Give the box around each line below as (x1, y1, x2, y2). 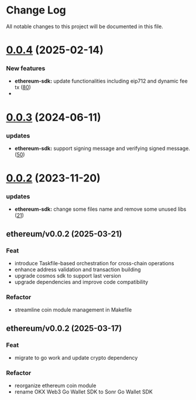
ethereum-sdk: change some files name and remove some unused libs (14, 206, 187, 213)
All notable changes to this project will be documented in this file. (6, 23, 164, 30)
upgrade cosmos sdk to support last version (14, 272, 122, 279)
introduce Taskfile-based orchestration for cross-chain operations (14, 260, 174, 267)
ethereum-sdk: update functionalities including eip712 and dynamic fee (14, 77, 188, 85)
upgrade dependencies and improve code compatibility (14, 279, 149, 286)
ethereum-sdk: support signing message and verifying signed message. (14, 145, 190, 152)
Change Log (6, 4, 66, 17)
